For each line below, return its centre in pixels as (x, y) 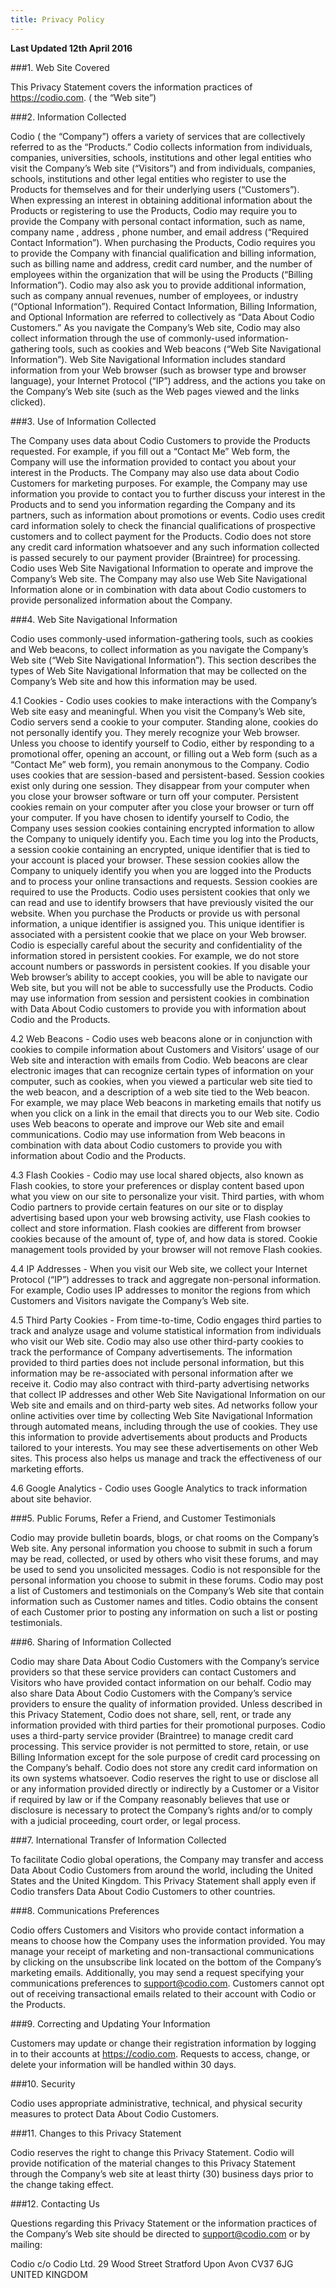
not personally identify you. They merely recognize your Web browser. (155, 732)
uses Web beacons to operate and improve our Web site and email (147, 1123)
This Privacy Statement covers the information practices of (131, 87)
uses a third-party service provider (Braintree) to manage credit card (152, 1735)
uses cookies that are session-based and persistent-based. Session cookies (167, 775)
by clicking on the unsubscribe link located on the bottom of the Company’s (166, 1962)
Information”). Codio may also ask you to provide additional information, (158, 285)
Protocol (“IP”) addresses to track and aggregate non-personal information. (166, 1279)
